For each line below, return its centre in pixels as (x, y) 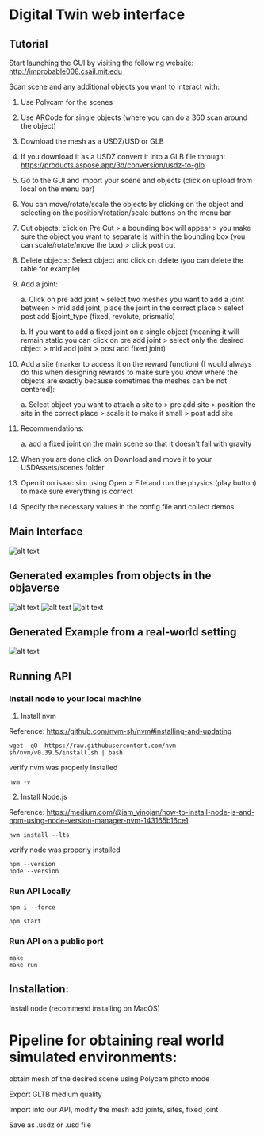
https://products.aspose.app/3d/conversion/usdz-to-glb (113, 165)
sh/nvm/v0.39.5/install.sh (54, 753)
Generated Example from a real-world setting (123, 632)
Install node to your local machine (75, 698)
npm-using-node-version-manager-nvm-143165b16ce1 (99, 821)
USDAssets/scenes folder (63, 467)
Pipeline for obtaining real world (117, 1040)
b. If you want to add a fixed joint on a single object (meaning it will (130, 332)
